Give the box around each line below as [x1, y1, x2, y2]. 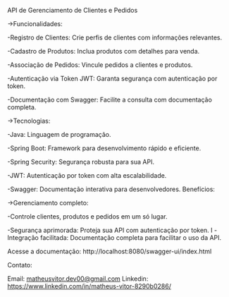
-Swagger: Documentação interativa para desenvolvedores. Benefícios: [7, 185, 215, 193]
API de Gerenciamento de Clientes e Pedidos [7, 6, 138, 14]
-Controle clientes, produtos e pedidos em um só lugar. [7, 212, 168, 221]
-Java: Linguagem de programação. [7, 131, 111, 138]
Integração [7, 234, 39, 242]
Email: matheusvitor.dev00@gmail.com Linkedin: [7, 274, 149, 283]
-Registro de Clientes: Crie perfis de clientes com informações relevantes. [7, 33, 223, 42]
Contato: [7, 261, 33, 269]
